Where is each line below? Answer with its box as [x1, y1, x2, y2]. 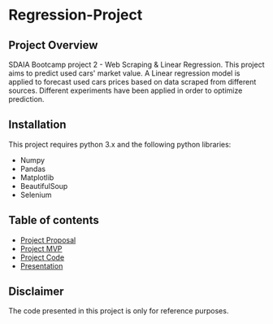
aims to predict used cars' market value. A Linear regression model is [8, 68, 240, 78]
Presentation [19, 261, 63, 270]
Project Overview [8, 38, 98, 52]
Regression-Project [8, 6, 143, 24]
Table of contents [8, 213, 99, 227]
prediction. [8, 94, 45, 103]
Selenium [19, 190, 52, 199]
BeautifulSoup [19, 181, 68, 190]
